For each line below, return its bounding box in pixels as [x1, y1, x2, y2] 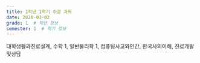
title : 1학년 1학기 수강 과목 [6, 8, 73, 15]
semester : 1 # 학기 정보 [6, 25, 66, 32]
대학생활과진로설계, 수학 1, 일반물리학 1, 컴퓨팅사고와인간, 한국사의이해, [6, 43, 173, 50]
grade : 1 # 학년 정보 [6, 20, 59, 26]
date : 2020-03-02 [6, 14, 50, 20]
